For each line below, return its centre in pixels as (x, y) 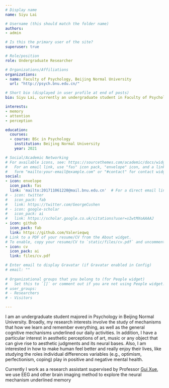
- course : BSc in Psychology (40, 139)
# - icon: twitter (24, 195)
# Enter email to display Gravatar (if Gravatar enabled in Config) (78, 265)
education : (17, 130)
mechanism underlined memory (38, 380)
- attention (18, 116)
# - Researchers (22, 293)
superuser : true (22, 47)
